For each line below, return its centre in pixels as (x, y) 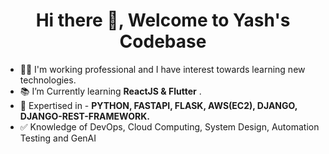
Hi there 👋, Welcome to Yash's (163, 20)
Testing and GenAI (58, 138)
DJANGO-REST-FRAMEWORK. (85, 116)
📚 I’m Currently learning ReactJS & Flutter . (110, 91)
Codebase (163, 41)
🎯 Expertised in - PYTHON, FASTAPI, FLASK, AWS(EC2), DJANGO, (158, 105)
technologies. (48, 80)
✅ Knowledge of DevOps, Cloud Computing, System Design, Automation (169, 126)
